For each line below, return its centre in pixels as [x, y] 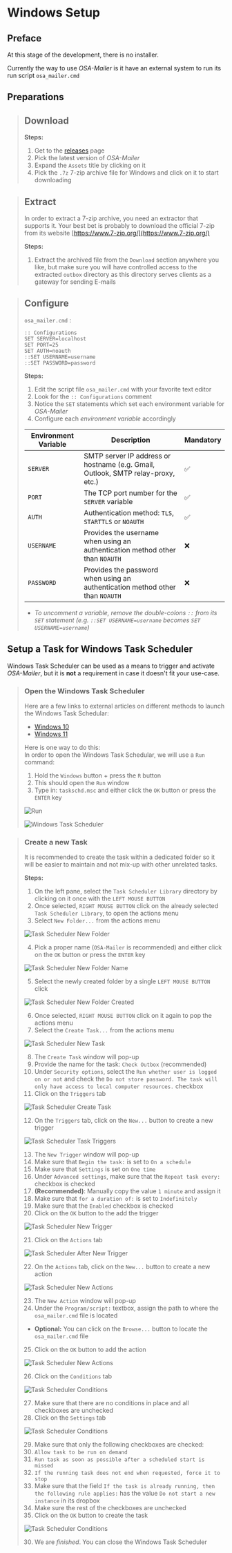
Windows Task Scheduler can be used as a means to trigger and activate [111, 666]
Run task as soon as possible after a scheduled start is [119, 1460]
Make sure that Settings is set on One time [95, 1169]
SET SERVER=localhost [55, 339]
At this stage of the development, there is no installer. [83, 55]
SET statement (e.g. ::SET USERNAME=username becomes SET [117, 620]
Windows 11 [51, 734]
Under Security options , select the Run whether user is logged [126, 1072]
